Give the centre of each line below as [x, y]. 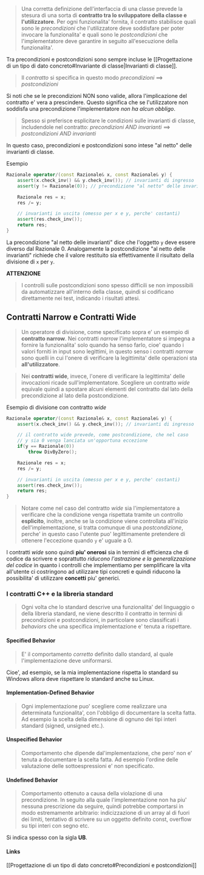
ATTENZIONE [24, 273]
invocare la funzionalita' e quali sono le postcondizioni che [94, 35]
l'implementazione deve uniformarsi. [67, 660]
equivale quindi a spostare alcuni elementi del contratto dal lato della [107, 389]
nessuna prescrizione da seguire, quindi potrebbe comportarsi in [102, 806]
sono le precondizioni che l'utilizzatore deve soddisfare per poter [103, 28]
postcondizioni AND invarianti [58, 134]
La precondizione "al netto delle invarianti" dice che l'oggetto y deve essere [101, 242]
